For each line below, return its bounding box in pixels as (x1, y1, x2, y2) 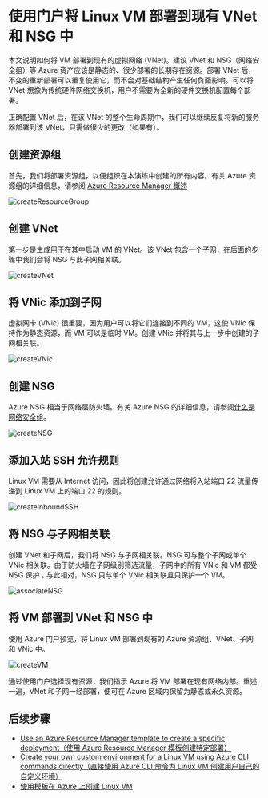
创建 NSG (8, 379, 55, 393)
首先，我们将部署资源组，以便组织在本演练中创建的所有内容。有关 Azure (8, 170, 247, 180)
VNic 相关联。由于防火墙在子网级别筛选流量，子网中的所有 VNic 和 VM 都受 (8, 560, 258, 569)
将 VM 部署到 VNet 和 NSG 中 (8, 611, 154, 624)
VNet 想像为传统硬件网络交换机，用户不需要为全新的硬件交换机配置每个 (8, 85, 244, 94)
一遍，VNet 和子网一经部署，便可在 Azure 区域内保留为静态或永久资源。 (8, 686, 246, 696)
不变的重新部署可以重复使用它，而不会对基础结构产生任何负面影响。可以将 (8, 75, 254, 85)
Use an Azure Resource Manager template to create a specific (19, 733, 226, 744)
